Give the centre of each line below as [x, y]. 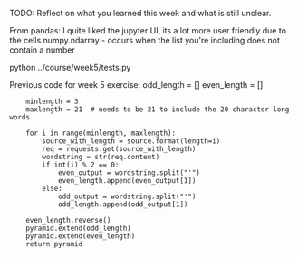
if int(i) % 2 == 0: [81, 165]
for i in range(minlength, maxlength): [101, 133]
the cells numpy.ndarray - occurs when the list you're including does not [145, 40]
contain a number [42, 50]
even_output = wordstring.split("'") [129, 173]
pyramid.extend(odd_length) [78, 228]
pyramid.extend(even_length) [81, 236]
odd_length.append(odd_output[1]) [123, 205]
